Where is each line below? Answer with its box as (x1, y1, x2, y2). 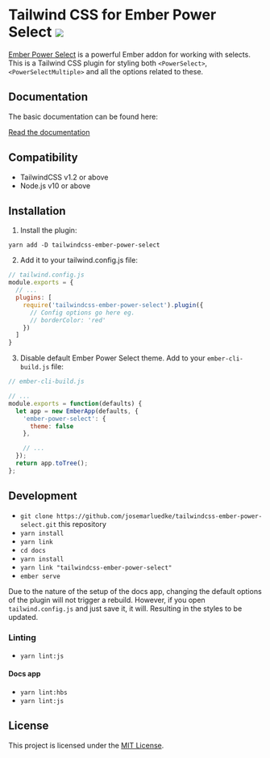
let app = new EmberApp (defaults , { (15, 406, 139, 415)
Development (8, 489, 78, 503)
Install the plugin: (19, 225, 77, 235)
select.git (19, 520, 57, 528)
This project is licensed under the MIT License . (8, 740, 164, 750)
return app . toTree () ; (15, 459, 89, 467)
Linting (8, 632, 36, 643)
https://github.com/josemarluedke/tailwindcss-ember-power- (56, 512, 263, 520)
